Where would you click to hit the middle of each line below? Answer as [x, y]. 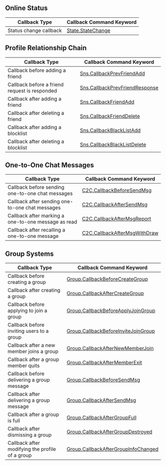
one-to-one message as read [42, 222]
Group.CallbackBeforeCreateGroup [107, 279]
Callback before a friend [36, 85]
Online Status [26, 8]
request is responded [32, 91]
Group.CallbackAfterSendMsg [101, 400]
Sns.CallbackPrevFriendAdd [112, 73]
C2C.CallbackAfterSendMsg [115, 205]
